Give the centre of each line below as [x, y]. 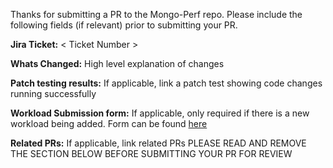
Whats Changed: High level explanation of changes [117, 63]
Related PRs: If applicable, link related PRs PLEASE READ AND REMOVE [158, 143]
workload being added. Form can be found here [109, 123]
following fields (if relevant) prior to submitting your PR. [124, 25]
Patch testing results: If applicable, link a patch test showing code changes [166, 83]
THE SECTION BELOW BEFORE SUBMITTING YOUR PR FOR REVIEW [151, 153]
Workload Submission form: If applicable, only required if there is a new [160, 113]
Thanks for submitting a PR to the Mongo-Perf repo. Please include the [156, 14]
